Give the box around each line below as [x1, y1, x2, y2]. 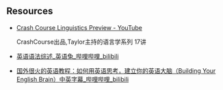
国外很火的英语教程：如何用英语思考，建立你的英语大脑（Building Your [16, 66, 216, 74]
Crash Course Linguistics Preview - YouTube [16, 23, 143, 31]
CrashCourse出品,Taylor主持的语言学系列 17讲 [16, 37, 146, 46]
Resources [6, 5, 53, 17]
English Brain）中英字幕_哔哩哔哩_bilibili [16, 75, 129, 83]
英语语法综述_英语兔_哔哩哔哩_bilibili [16, 52, 119, 60]
